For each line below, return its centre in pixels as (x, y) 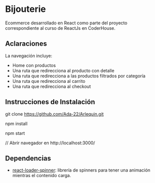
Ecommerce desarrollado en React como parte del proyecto (66, 23)
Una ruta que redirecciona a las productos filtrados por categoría (79, 76)
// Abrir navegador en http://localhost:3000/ (50, 143)
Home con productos (34, 65)
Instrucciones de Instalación (50, 102)
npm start (15, 133)
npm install (16, 123)
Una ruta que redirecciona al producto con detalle (63, 70)
